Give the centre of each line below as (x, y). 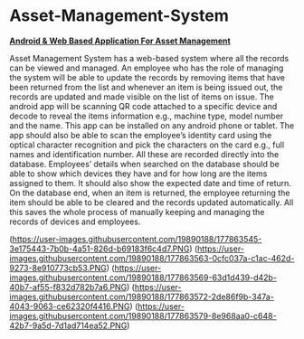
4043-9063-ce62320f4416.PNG (70, 306)
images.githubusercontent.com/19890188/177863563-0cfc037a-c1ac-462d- (152, 258)
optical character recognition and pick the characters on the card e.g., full (147, 145)
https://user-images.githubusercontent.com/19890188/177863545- (137, 239)
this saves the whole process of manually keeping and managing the (137, 212)
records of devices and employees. (75, 221)
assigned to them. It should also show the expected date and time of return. (151, 183)
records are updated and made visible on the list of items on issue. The (142, 97)
